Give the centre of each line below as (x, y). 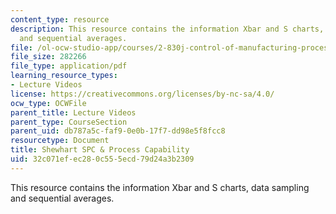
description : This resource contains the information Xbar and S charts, (167, 29)
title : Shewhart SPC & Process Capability (100, 150)
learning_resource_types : (64, 76)
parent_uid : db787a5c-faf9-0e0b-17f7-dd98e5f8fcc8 (118, 131)
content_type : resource (60, 19)
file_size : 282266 (48, 57)
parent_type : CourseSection (69, 122)
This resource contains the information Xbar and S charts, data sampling (160, 187)
